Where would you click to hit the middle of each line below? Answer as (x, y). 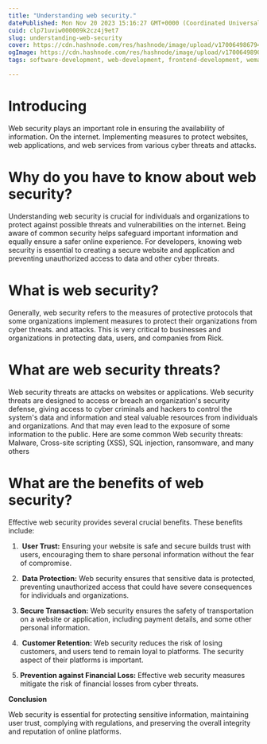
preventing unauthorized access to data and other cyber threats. (114, 258)
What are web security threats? (114, 370)
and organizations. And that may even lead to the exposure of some (119, 425)
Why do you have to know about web (132, 177)
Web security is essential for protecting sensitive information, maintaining (128, 714)
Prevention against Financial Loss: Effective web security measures (132, 675)
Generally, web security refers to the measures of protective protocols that (130, 312)
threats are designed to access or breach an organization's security (119, 400)
